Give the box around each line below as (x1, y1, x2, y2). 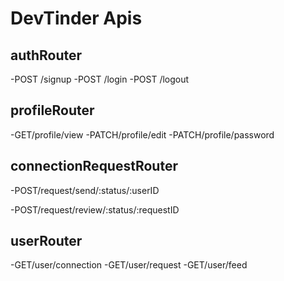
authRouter (10, 47, 83, 64)
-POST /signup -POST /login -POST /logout (10, 73, 190, 85)
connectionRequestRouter (10, 158, 178, 175)
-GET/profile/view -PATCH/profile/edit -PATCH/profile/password (10, 128, 275, 141)
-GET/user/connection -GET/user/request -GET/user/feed (10, 259, 248, 271)
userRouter (10, 233, 83, 250)
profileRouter (10, 102, 95, 119)
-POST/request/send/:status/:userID (10, 184, 160, 196)
